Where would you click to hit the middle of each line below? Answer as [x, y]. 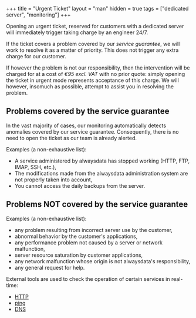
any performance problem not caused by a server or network [89, 242]
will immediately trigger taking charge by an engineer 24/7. [77, 32]
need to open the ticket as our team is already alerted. [71, 138]
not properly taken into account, [53, 180]
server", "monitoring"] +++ [39, 15]
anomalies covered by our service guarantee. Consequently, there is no [92, 131]
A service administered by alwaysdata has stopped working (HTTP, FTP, [102, 161]
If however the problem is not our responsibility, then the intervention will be [98, 68]
